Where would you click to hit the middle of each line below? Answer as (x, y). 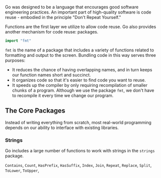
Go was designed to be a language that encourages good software (72, 7)
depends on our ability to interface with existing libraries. (62, 128)
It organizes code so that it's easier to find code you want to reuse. (79, 80)
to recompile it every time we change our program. (63, 95)
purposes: (15, 60)
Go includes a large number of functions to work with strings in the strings (80, 150)
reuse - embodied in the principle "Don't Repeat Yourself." (63, 17)
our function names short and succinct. (51, 75)
